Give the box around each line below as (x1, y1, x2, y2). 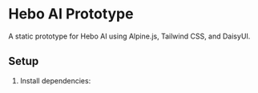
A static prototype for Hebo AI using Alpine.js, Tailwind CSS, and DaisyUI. (8, 31, 251, 41)
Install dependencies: (19, 75, 91, 85)
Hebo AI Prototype (8, 5, 134, 23)
